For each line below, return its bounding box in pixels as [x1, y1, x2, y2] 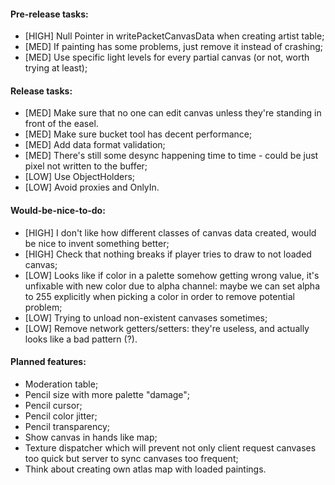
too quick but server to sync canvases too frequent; [24, 452, 239, 464]
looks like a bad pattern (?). [24, 333, 138, 345]
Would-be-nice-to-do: [10, 205, 106, 216]
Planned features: [10, 356, 87, 368]
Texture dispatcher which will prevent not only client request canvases [24, 441, 317, 454]
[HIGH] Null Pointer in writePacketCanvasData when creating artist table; [24, 30, 325, 42]
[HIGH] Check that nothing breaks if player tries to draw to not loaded [24, 248, 312, 260]
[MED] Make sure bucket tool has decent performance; [24, 128, 253, 140]
